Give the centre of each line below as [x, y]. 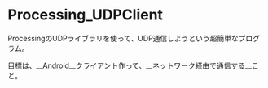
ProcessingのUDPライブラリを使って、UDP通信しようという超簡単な [123, 38]
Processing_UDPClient [86, 15]
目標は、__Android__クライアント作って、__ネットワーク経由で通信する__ [130, 65]
